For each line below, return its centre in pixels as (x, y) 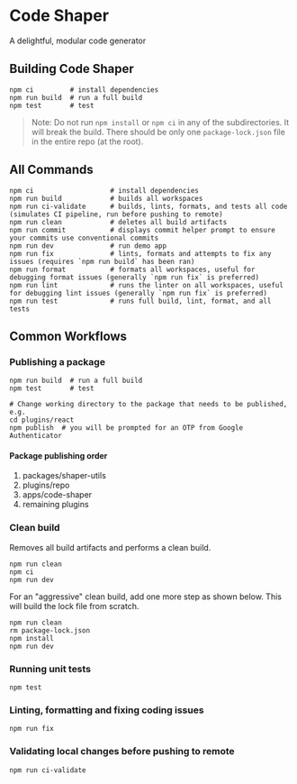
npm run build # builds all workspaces (106, 198)
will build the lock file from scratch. (74, 606)
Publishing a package (58, 361)
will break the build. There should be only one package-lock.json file (158, 132)
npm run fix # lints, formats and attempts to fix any (140, 253)
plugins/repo (46, 485)
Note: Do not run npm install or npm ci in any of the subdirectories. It (160, 122)
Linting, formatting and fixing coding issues (107, 710)
